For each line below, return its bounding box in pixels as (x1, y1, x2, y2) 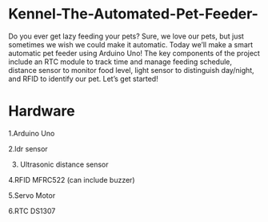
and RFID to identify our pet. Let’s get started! (8, 74, 158, 83)
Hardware (8, 102, 75, 120)
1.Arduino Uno (8, 128, 55, 138)
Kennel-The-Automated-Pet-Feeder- (8, 5, 258, 23)
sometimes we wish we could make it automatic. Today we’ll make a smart (8, 39, 254, 49)
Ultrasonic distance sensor (19, 159, 110, 169)
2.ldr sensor (8, 143, 48, 153)
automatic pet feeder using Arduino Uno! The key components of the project (8, 48, 260, 58)
